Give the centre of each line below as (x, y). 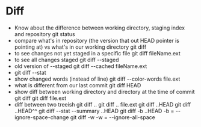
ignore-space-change (42, 117)
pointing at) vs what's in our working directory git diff (80, 47)
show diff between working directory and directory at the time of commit (104, 91)
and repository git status (45, 34)
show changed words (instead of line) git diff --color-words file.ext (97, 79)
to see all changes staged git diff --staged (66, 60)
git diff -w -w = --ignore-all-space (113, 117)
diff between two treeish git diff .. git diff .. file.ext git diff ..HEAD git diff (103, 104)
